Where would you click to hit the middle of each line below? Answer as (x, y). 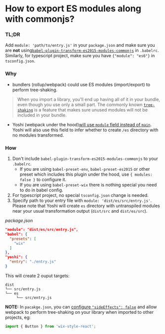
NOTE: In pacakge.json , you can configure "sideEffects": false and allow (81, 307)
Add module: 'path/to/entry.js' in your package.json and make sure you (80, 45)
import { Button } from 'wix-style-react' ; (51, 326)
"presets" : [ (23, 239)
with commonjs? (40, 19)
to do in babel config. (41, 190)
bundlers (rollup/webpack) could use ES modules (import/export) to (81, 84)
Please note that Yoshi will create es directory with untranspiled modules (86, 206)
